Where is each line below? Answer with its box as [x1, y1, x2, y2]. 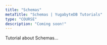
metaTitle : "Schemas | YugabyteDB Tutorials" [5, 12, 102, 17]
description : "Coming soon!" [5, 21, 67, 26]
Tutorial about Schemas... [5, 35, 59, 41]
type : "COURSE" [5, 16, 37, 21]
